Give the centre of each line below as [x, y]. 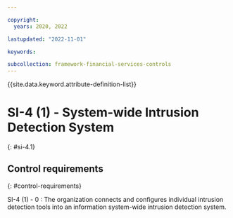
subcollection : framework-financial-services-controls [89, 64]
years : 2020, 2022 [41, 26]
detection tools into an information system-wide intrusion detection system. [117, 207]
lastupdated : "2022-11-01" [47, 39]
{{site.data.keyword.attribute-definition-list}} [72, 84]
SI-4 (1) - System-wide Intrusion [103, 113]
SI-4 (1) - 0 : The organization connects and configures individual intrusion [115, 199]
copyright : [23, 20]
